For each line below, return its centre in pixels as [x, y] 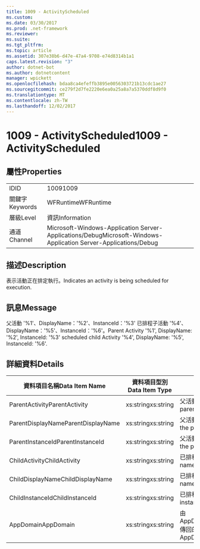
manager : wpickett [29, 78]
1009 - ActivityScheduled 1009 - [87, 135]
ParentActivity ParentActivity [49, 405]
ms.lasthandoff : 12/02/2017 [41, 106]
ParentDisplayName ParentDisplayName [65, 423]
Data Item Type [150, 390]
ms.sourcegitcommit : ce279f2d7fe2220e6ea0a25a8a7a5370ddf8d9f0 [86, 90]
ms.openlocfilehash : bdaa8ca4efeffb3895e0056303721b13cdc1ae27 [86, 84]
